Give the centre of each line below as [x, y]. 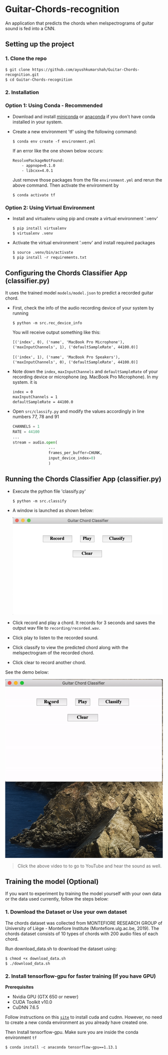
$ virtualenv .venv [33, 234]
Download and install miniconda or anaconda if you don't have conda [84, 116]
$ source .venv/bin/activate [43, 253]
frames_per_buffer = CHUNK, [75, 453]
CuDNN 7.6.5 [25, 1007]
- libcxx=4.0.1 [37, 171]
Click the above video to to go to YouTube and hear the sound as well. [89, 866]
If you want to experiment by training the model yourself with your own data [83, 893]
